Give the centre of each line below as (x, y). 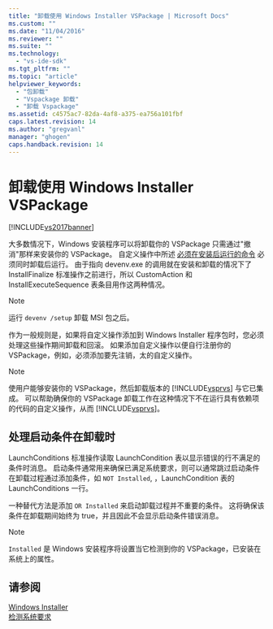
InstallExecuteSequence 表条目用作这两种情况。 (89, 284)
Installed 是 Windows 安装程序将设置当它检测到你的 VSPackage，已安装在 (135, 549)
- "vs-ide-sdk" (41, 62)
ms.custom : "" (32, 24)
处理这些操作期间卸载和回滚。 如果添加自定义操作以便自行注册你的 (120, 345)
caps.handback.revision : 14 (56, 144)
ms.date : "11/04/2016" (47, 31)
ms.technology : (34, 54)
